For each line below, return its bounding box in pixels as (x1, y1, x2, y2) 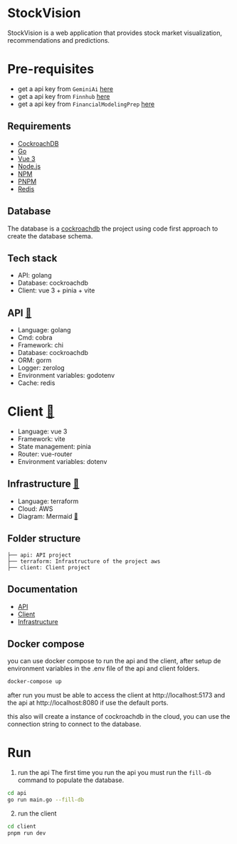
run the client (17, 809, 57, 818)
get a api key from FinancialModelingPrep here (17, 100, 155, 108)
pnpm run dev (7, 829, 46, 837)
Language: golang (17, 326, 71, 334)
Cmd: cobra (17, 333, 53, 342)
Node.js (17, 162, 41, 170)
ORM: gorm (17, 356, 52, 364)
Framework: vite (17, 435, 65, 443)
